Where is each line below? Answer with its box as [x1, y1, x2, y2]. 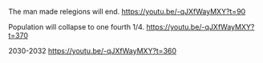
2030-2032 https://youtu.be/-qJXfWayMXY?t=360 [8, 46, 177, 55]
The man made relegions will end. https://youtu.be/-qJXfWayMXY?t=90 [8, 7, 246, 16]
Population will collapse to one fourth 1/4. [8, 22, 145, 31]
